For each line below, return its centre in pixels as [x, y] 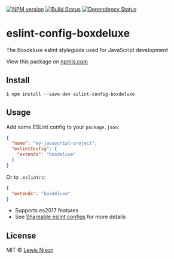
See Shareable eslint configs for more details [70, 217]
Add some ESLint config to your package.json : [63, 127]
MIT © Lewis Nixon [30, 250]
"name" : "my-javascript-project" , [54, 144]
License [21, 235]
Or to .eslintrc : [26, 177]
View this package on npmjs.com [47, 61]
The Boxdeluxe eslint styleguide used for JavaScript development [87, 50]
